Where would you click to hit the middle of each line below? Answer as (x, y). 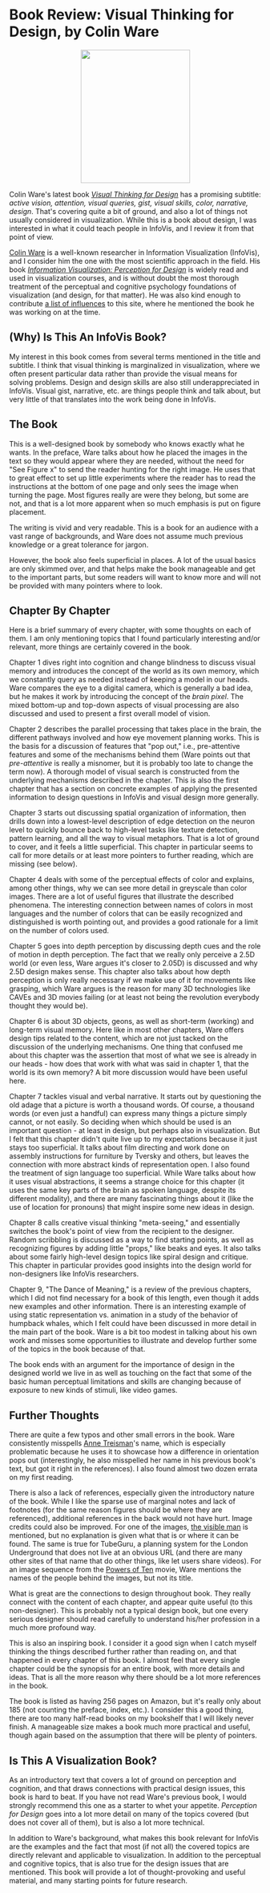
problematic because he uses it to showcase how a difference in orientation (134, 1452)
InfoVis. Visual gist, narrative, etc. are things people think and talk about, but (135, 390)
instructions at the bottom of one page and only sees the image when (124, 486)
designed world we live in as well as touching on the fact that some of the (131, 1373)
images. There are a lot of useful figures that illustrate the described (121, 896)
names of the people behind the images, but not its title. (101, 1578)
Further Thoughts (54, 1416)
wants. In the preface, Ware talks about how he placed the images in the (128, 452)
